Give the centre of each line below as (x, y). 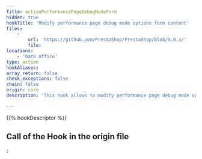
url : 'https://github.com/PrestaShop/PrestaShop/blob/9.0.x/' (107, 40)
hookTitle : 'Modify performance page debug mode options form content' (98, 23)
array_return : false (32, 73)
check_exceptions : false (37, 79)
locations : (20, 51)
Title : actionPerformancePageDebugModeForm (62, 12)
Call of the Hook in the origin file (68, 136)
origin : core (23, 90)
